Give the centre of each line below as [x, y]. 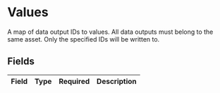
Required [74, 81]
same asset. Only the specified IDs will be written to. [84, 39]
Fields [21, 62]
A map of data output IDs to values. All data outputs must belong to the [110, 32]
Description [117, 81]
